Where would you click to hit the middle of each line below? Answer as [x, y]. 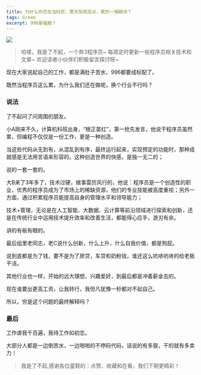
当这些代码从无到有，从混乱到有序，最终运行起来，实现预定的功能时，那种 [98, 149]
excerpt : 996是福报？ [31, 23]
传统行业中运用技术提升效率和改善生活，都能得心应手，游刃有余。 [98, 217]
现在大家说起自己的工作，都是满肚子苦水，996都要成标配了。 [82, 72]
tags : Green [21, 17]
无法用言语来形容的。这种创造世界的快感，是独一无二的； [92, 157]
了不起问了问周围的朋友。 [38, 116]
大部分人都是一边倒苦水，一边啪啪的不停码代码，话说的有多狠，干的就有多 [98, 345]
